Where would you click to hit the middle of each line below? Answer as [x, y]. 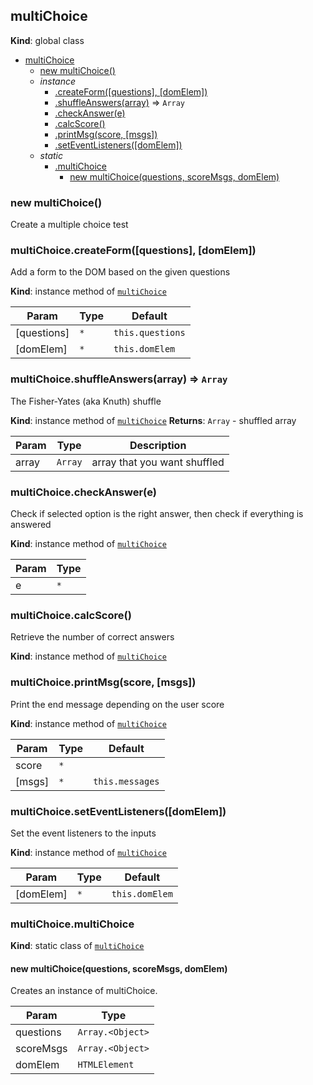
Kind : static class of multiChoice [77, 946]
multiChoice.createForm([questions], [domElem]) [133, 251]
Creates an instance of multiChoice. [84, 991]
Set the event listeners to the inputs [83, 833]
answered [31, 524]
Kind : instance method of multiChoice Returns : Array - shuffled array [153, 420]
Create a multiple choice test [69, 225]
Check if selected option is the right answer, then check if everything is [157, 513]
